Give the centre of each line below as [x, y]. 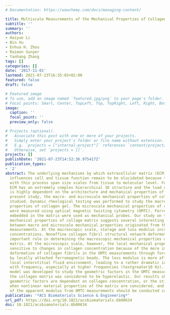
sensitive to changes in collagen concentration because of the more [84, 248]
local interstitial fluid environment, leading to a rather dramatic [84, 262]
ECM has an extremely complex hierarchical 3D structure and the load [86, 187]
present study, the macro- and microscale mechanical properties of [83, 197]
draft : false [19, 85]
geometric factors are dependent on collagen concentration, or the [83, 281]
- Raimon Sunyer [22, 52]
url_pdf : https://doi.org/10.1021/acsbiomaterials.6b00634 [69, 300]
